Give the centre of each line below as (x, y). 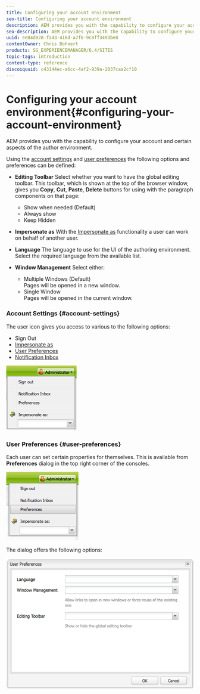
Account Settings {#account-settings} (63, 314)
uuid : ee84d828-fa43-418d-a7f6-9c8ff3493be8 (62, 38)
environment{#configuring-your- (90, 112)
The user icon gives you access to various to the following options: (88, 326)
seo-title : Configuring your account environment (69, 19)
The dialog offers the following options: (54, 550)
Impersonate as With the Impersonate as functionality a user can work (101, 232)
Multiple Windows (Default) (57, 279)
